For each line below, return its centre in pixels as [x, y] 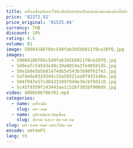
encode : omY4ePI [26, 131]
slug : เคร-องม [32, 109]
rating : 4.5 [21, 38]
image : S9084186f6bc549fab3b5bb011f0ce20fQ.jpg [65, 50]
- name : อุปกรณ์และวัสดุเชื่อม [39, 114]
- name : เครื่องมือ [29, 103]
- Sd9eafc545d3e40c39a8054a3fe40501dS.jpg [64, 66]
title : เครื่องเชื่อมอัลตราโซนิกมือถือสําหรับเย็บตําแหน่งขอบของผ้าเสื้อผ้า [67, 11]
